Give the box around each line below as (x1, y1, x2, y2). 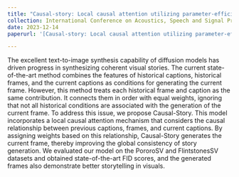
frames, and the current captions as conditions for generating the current (7, 79, 222, 87)
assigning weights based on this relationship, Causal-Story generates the (7, 132, 222, 140)
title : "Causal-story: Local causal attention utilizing (7, 10, 180, 18)
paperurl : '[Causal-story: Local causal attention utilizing (7, 30, 193, 38)
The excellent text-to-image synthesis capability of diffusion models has (7, 56, 220, 65)
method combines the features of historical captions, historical (38, 71, 222, 80)
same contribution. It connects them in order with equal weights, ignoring (7, 94, 223, 102)
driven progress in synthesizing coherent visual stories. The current (7, 63, 206, 72)
